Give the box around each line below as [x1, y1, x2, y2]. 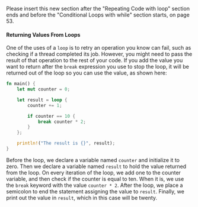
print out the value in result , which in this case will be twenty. [6, 194, 158, 201]
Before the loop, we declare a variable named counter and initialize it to [6, 156, 180, 163]
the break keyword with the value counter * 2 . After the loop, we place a [6, 182, 183, 189]
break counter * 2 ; [37, 118, 86, 125]
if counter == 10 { [27, 113, 76, 119]
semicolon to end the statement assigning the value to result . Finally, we [6, 187, 185, 195]
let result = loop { [17, 97, 68, 103]
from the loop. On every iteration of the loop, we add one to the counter [6, 169, 181, 176]
